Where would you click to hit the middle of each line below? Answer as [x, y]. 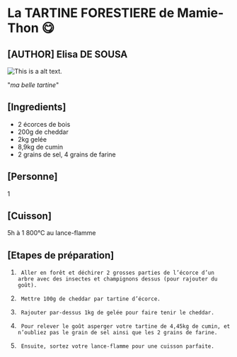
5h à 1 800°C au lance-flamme [52, 233]
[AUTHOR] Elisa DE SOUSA [68, 54]
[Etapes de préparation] [61, 255]
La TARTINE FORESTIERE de [91, 13]
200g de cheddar [43, 132]
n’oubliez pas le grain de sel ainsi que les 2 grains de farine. [117, 333]
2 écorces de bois [44, 124]
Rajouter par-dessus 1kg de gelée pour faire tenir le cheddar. [117, 313]
